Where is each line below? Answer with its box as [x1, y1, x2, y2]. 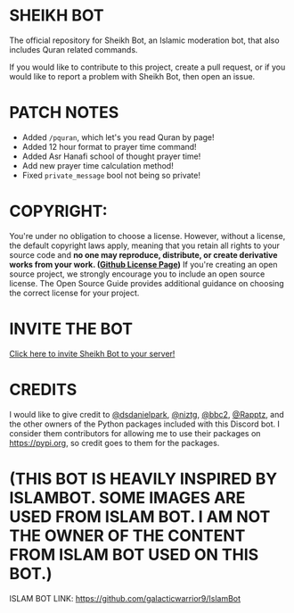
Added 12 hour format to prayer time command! [21, 141, 198, 152]
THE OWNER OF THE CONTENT [9, 526, 246, 545]
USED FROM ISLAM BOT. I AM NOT [9, 506, 271, 526]
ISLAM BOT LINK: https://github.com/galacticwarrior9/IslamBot [9, 592, 241, 603]
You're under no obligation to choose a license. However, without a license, [9, 230, 286, 241]
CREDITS [9, 379, 78, 400]
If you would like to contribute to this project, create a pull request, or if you [9, 62, 286, 72]
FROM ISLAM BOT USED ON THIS [9, 544, 259, 565]
